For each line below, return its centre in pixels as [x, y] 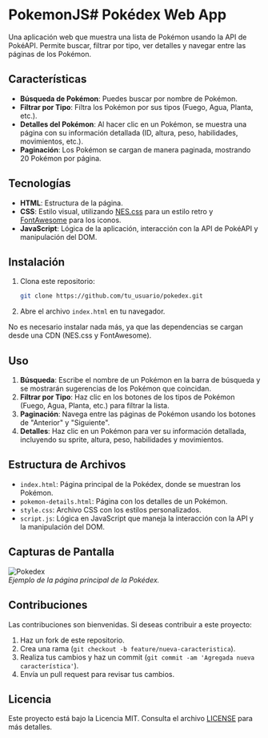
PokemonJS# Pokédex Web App [117, 15]
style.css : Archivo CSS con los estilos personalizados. [110, 509]
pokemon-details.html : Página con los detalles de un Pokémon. [124, 501]
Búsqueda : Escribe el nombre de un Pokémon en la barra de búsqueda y [140, 380]
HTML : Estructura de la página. [71, 203]
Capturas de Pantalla [61, 552]
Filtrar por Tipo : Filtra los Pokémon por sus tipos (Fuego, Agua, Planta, [136, 107]
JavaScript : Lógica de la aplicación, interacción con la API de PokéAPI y [139, 228]
